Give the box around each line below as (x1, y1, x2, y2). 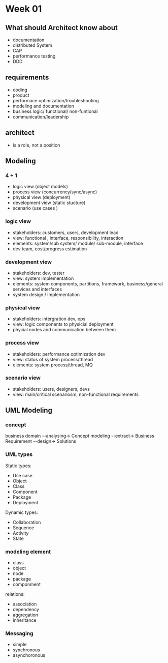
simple (12, 642, 27, 648)
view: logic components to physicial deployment (12, 321, 114, 327)
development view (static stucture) (12, 199, 86, 206)
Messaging (5, 630, 34, 637)
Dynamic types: (5, 509, 38, 515)
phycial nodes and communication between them (12, 327, 116, 333)
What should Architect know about (5, 23, 118, 32)
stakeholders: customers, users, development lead (12, 229, 119, 236)
